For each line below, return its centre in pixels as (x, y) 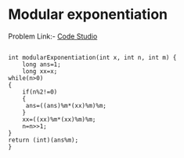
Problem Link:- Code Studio (53, 36)
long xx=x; (40, 71)
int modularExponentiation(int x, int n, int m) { (92, 57)
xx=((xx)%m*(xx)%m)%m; (59, 119)
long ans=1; (41, 64)
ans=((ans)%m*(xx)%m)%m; (66, 105)
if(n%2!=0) (40, 92)
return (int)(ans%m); (43, 140)
